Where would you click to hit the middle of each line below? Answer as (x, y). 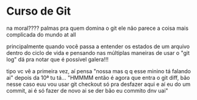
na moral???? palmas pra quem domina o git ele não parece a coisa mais (98, 28)
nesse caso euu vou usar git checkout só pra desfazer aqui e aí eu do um (99, 84)
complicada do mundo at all (41, 34)
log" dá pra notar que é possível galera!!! (57, 59)
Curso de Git (39, 11)
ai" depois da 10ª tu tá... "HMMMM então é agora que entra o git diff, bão (98, 77)
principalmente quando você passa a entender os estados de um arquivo (98, 46)
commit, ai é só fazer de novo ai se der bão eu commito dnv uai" (88, 90)
